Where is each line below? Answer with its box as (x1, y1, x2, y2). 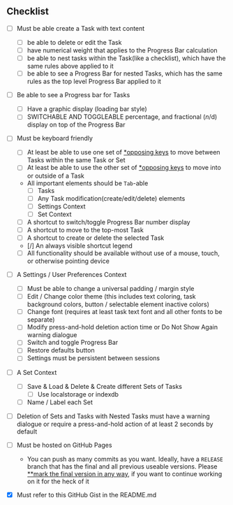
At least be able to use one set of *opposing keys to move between (27, 148, 220, 157)
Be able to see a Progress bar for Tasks (16, 91, 130, 99)
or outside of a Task (27, 171, 85, 180)
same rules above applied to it (27, 62, 114, 71)
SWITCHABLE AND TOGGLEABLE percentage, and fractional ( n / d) (27, 113, 218, 121)
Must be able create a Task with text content (16, 24, 145, 32)
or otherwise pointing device (27, 257, 110, 265)
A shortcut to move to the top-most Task (27, 225, 144, 234)
